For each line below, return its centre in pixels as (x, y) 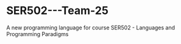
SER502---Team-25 (57, 11)
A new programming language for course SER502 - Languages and (91, 28)
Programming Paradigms (37, 34)
